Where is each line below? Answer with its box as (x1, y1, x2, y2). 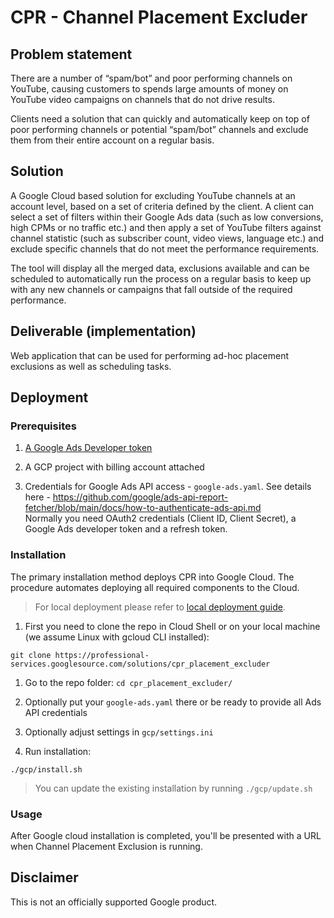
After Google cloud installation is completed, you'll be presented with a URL (10, 829, 322, 841)
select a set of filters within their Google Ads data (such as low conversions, (10, 211, 324, 223)
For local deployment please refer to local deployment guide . (34, 601, 286, 613)
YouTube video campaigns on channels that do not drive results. (10, 94, 275, 105)
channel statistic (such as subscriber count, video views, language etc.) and (10, 232, 325, 244)
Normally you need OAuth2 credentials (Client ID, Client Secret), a (24, 512, 297, 525)
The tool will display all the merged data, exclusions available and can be (10, 262, 310, 274)
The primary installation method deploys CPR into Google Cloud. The (10, 571, 295, 583)
